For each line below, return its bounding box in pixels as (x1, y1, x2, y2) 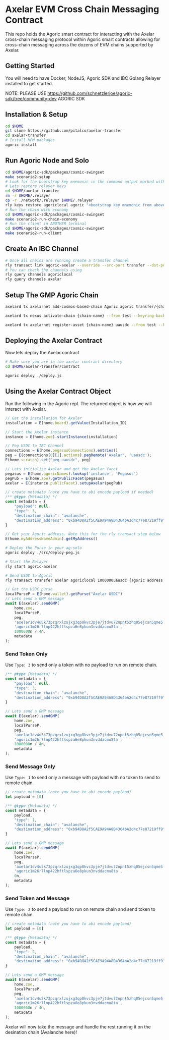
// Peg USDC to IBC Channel (5, 443, 64, 449)
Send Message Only (5, 763, 55, 770)
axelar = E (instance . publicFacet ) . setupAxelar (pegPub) (5, 480, 123, 485)
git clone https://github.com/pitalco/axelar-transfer (5, 128, 123, 133)
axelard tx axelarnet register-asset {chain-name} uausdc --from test (5, 322, 156, 327)
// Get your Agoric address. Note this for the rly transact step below (5, 531, 161, 537)
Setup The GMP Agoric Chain (5, 291, 99, 299)
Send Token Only (5, 650, 48, 657)
